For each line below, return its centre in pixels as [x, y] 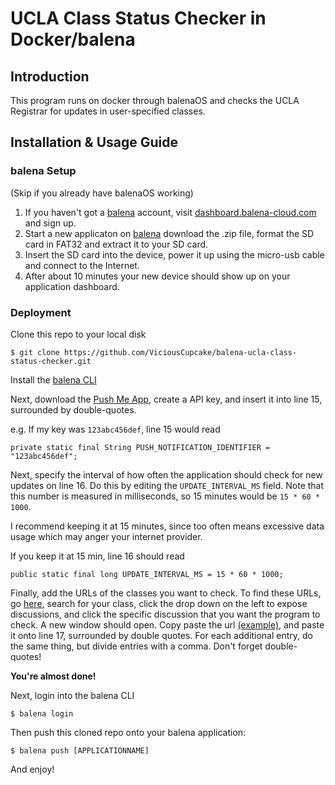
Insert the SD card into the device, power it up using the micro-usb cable [174, 254]
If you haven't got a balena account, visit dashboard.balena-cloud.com [170, 212]
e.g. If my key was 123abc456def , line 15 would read [115, 429]
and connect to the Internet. [82, 265]
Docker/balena [73, 39]
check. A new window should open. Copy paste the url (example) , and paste [167, 624]
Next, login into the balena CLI [72, 695]
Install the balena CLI [53, 379]
